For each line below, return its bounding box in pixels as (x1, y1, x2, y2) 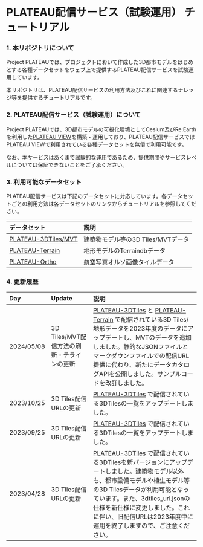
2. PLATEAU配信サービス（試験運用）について (6, 111, 141, 119)
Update (51, 294, 72, 303)
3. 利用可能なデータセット (6, 178, 82, 186)
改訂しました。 (105, 379, 148, 387)
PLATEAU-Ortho (9, 257, 57, 266)
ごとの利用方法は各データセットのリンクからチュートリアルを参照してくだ (11, 200, 196, 207)
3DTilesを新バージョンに (99, 458, 170, 467)
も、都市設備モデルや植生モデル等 (93, 476, 190, 485)
